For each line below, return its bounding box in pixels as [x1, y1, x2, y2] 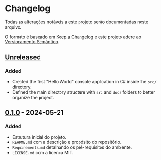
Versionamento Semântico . [5, 39, 60, 44]
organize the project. [12, 94, 55, 100]
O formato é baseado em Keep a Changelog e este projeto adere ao [5, 34, 141, 40]
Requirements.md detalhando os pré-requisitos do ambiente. [12, 144, 132, 150]
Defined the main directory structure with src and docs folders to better [12, 89, 155, 95]
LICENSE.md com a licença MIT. [12, 150, 74, 156]
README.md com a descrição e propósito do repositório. [12, 140, 121, 145]
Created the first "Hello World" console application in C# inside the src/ [12, 79, 157, 84]
